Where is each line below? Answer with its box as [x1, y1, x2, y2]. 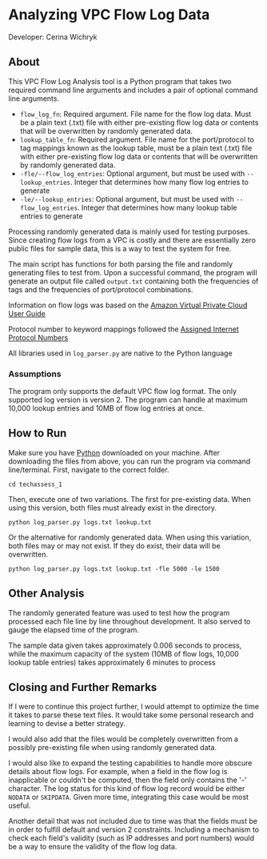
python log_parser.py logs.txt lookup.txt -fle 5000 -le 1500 [8, 564, 220, 573]
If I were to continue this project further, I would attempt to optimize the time [8, 702, 260, 712]
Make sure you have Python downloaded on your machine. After [8, 448, 221, 457]
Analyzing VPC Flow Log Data [8, 6, 210, 24]
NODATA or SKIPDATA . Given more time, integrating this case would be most [8, 793, 249, 802]
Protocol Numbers [8, 332, 69, 342]
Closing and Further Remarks [8, 680, 157, 694]
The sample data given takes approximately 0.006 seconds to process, [8, 640, 242, 650]
